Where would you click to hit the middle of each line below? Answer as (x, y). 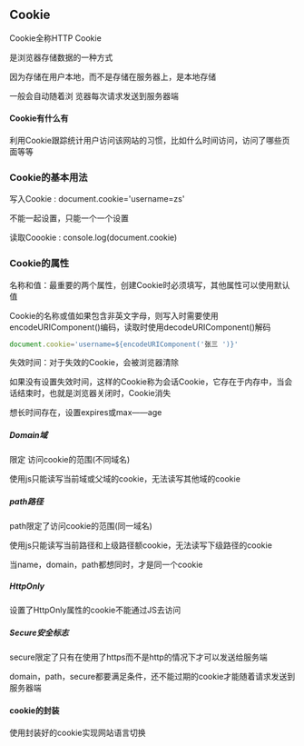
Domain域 (29, 435)
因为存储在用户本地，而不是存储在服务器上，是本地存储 (113, 76)
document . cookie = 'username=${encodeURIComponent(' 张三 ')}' (124, 344)
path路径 (26, 502)
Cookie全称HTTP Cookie (55, 38)
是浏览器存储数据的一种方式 (61, 57)
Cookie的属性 (39, 264)
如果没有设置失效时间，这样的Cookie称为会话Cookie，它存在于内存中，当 (147, 382)
